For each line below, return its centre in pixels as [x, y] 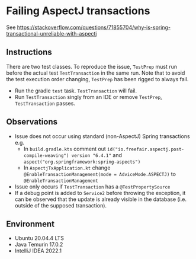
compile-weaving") [46, 155]
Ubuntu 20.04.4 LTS [39, 238]
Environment [30, 224]
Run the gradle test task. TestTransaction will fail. [76, 91]
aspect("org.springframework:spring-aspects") [82, 162]
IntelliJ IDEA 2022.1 [38, 251]
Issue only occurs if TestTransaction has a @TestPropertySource [92, 186]
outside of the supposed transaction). [61, 205]
